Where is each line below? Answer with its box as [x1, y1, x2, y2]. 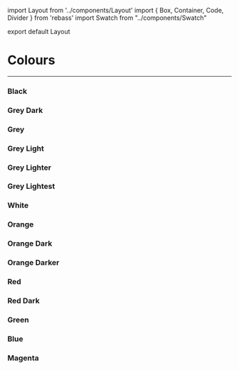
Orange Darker [7, 258, 60, 268]
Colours [7, 53, 55, 68]
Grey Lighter [7, 163, 52, 173]
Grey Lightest [7, 181, 55, 191]
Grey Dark [7, 105, 43, 115]
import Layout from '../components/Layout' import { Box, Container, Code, [7, 6, 224, 14]
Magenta [7, 353, 39, 363]
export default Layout [7, 28, 70, 36]
